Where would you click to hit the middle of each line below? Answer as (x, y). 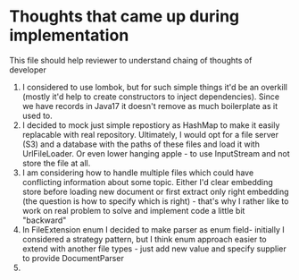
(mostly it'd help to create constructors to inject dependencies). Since (150, 97)
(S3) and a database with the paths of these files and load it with (141, 144)
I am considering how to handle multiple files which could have (138, 173)
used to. (37, 115)
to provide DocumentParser (73, 258)
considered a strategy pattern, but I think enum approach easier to (144, 239)
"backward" (44, 220)
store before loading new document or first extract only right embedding (155, 191)
